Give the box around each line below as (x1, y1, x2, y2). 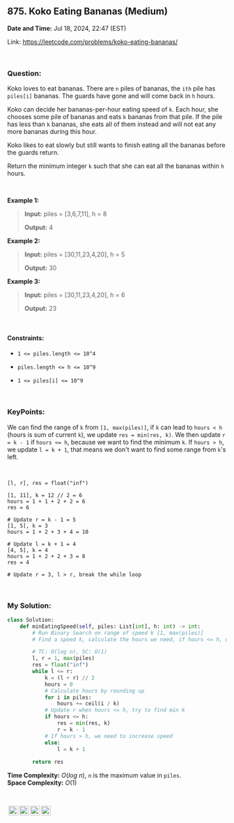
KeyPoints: (7, 407, 45, 417)
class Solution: (7, 616, 54, 623)
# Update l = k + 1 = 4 (7, 540, 77, 548)
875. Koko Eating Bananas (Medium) (7, 6, 169, 17)
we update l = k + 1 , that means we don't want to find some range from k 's (7, 445, 226, 454)
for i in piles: (44, 693, 92, 701)
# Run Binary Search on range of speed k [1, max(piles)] (32, 629, 204, 636)
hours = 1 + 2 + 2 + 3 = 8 (7, 553, 86, 560)
